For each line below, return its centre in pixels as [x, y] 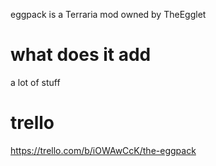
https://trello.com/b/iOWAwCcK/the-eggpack [103, 150]
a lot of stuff [35, 82]
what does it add [81, 55]
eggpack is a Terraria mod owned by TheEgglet [108, 14]
